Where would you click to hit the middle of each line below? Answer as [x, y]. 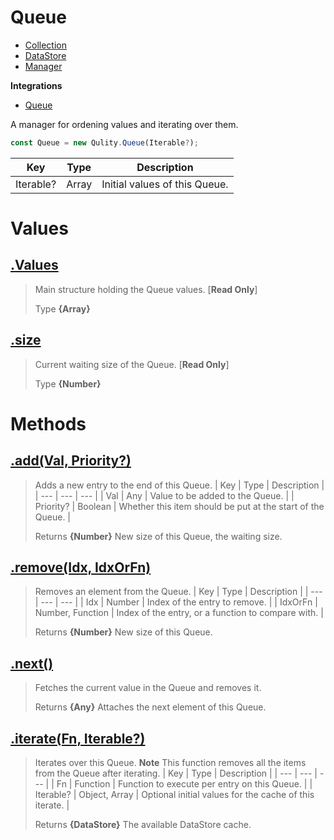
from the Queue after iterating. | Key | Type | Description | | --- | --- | [176, 773]
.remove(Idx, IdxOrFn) [81, 567]
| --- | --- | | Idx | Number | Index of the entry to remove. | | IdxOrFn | [176, 602]
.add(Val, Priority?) [71, 461]
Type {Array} [62, 308]
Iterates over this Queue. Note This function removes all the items [170, 763]
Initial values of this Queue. [165, 184]
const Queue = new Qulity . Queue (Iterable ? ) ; [104, 142]
